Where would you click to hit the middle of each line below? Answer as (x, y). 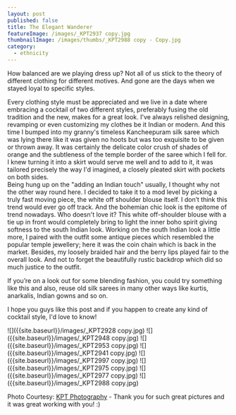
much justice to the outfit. (44, 267)
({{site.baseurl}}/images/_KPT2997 (58, 360)
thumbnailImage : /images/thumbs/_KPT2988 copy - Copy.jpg (94, 40)
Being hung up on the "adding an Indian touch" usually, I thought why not (113, 184)
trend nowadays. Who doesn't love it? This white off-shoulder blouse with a (117, 214)
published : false (33, 20)
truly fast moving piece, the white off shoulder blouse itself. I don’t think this (117, 199)
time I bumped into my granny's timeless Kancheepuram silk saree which (113, 132)
